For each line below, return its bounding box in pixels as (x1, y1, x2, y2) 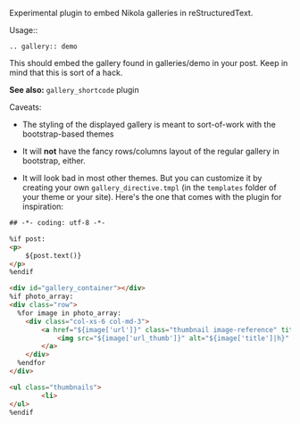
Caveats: (9, 102, 42, 112)
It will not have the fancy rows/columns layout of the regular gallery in (21, 146, 279, 156)
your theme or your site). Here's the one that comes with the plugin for (21, 192, 282, 202)
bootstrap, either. (21, 155, 87, 166)
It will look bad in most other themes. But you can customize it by (21, 173, 262, 183)
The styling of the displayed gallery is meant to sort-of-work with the (21, 120, 277, 129)
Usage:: (9, 25, 38, 35)
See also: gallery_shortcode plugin (9, 85, 140, 95)
